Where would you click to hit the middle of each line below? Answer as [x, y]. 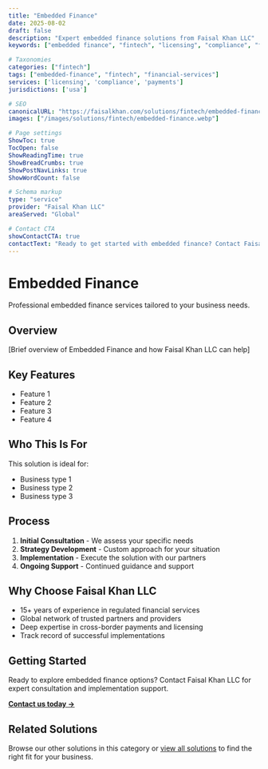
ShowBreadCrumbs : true [46, 163]
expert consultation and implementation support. [89, 688]
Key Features [42, 375]
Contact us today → [41, 704]
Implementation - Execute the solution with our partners [113, 557]
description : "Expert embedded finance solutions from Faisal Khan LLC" [132, 38]
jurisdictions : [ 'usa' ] [48, 89]
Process [29, 521]
